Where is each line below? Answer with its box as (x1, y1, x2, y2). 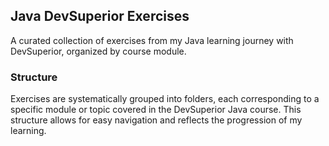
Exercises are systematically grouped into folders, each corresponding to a (10, 93, 320, 105)
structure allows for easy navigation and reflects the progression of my (10, 114, 303, 126)
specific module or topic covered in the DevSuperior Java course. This (10, 104, 302, 116)
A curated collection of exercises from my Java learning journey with (10, 34, 294, 46)
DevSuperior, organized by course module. (10, 45, 187, 57)
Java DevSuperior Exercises (10, 8, 190, 25)
